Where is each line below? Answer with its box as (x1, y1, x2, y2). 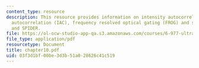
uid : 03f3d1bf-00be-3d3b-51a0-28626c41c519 (6, 53, 115, 59)
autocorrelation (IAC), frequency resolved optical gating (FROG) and (11, 20, 190, 25)
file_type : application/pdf (6, 36, 76, 42)
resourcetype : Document (6, 42, 65, 48)
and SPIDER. (11, 25, 41, 31)
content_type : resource (6, 8, 65, 15)
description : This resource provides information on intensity (6, 14, 166, 20)
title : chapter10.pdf (6, 47, 60, 53)
